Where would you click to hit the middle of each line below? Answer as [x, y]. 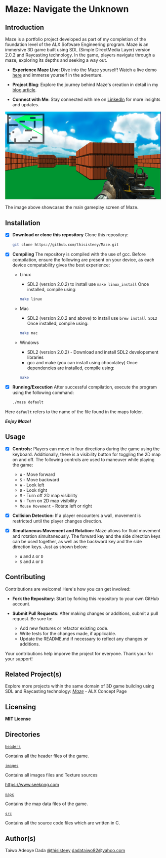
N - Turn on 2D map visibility [48, 501]
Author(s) [21, 838]
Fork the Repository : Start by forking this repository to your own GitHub [85, 599]
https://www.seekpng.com [32, 785]
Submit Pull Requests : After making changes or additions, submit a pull [85, 613]
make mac [29, 333]
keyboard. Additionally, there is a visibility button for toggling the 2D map [86, 454]
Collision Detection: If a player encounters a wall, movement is [77, 515]
